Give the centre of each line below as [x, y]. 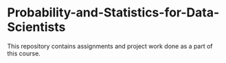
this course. [24, 53]
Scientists [36, 27]
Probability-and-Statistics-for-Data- [113, 13]
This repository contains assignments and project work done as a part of [110, 46]
